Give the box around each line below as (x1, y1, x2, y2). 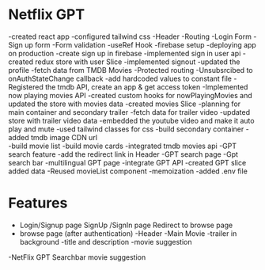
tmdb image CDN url (30, 132, 97, 142)
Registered (8, 82, 44, 92)
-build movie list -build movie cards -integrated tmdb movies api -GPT (8, 141, 237, 150)
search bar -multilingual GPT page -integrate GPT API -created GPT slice (8, 158, 247, 167)
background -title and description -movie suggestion (19, 237, 192, 246)
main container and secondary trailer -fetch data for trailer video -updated (8, 107, 251, 116)
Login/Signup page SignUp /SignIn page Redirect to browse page (19, 220, 233, 230)
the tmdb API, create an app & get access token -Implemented (44, 82, 248, 92)
